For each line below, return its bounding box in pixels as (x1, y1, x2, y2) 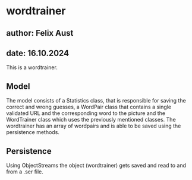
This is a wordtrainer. (6, 64, 58, 71)
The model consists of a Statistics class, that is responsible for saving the (6, 97, 186, 104)
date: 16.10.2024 (6, 48, 70, 58)
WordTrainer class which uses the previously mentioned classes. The (6, 116, 177, 123)
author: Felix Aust (6, 28, 74, 38)
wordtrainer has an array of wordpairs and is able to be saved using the (6, 122, 181, 129)
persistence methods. (6, 129, 59, 136)
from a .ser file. (6, 168, 43, 175)
